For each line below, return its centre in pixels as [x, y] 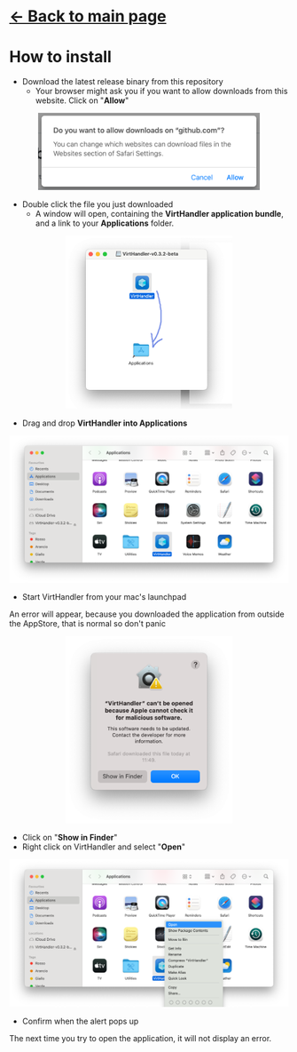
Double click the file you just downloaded [98, 204]
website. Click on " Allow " [82, 100]
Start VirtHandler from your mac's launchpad [104, 597]
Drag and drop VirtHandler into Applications [105, 423]
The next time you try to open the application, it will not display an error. [141, 1038]
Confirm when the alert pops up [80, 1021]
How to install [61, 57]
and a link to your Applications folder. [105, 223]
